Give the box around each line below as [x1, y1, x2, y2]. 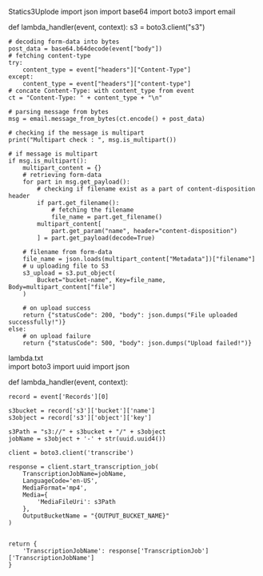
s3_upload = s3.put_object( [22, 269, 116, 277]
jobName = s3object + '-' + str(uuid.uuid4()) [8, 435, 166, 443]
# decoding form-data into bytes [8, 38, 120, 46]
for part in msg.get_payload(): [22, 178, 130, 186]
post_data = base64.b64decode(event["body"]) [8, 45, 162, 53]
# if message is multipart [8, 150, 98, 158]
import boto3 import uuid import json [8, 362, 130, 371]
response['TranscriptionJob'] [108, 547, 209, 555]
